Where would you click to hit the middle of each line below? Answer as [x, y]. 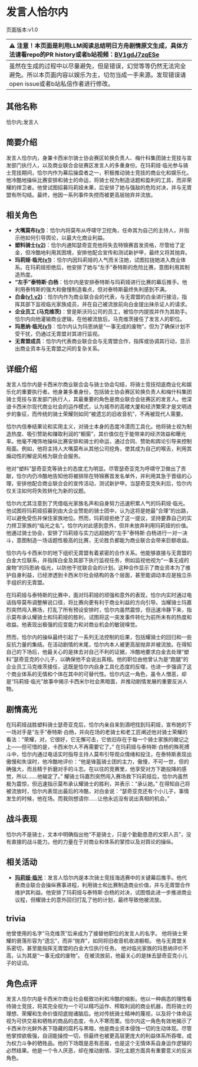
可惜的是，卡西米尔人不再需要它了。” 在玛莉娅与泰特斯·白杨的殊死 [105, 747]
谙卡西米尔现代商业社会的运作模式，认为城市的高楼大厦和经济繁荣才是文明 [96, 407]
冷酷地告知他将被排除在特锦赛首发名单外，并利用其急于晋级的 [112, 476]
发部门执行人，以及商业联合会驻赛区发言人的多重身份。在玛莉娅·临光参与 [95, 165]
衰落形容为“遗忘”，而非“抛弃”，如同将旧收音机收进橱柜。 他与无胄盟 [99, 941]
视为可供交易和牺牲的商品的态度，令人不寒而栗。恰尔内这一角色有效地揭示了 [99, 1021]
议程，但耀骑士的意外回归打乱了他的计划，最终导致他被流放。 [90, 900]
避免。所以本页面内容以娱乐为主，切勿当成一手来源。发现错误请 [98, 74]
